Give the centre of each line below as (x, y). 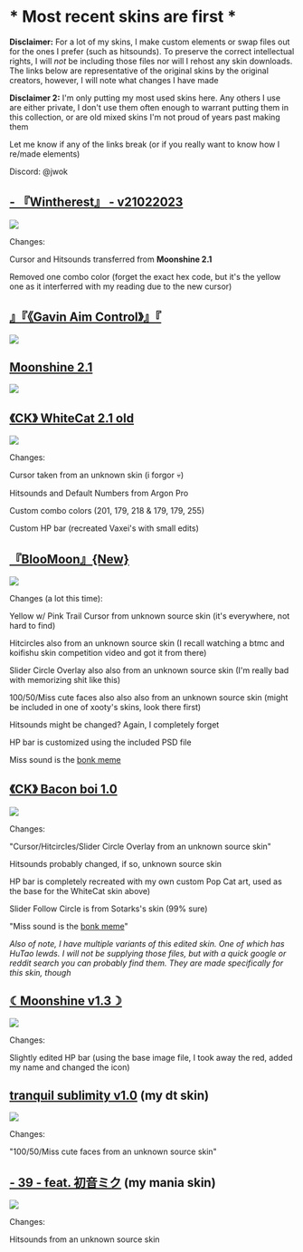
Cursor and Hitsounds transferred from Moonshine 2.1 (111, 259)
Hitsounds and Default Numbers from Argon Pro (99, 493)
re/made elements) (45, 154)
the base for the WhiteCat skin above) (80, 891)
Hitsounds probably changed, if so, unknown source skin (116, 863)
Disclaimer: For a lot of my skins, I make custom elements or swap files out (150, 42)
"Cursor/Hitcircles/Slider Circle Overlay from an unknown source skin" (140, 846)
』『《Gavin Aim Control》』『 (85, 318)
